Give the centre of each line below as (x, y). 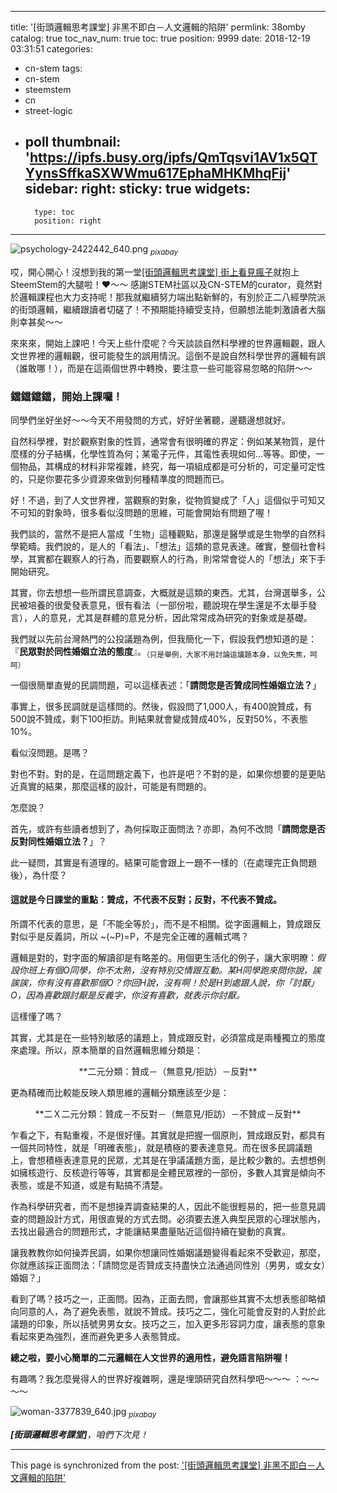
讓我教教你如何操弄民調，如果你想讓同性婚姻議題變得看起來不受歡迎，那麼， (168, 1252)
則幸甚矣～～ (36, 322)
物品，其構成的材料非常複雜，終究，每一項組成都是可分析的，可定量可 (163, 466)
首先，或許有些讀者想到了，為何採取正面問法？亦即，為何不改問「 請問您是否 (168, 828)
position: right (68, 221)
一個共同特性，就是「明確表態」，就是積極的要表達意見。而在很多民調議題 (161, 1147)
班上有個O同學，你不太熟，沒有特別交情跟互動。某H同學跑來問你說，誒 (174, 970)
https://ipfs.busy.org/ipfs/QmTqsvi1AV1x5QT (173, 157)
